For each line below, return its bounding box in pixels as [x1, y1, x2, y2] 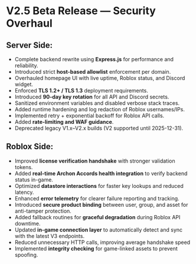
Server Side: [6, 40, 53, 50]
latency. [14, 189, 34, 196]
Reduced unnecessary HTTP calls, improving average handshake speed [14, 239, 191, 246]
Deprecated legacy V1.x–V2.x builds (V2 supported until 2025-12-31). [14, 125, 184, 131]
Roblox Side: [6, 141, 54, 151]
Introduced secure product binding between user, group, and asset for [14, 201, 188, 208]
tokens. [14, 163, 33, 170]
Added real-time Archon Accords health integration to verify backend [14, 170, 188, 177]
